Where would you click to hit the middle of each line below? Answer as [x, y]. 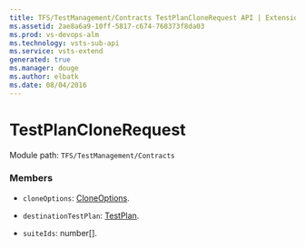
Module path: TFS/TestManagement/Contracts [92, 155]
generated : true [40, 60]
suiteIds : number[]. [60, 233]
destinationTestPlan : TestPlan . [81, 215]
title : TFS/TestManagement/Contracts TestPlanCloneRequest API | [135, 18]
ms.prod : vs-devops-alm [54, 34]
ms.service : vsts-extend [56, 52]
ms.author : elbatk [44, 77]
